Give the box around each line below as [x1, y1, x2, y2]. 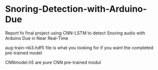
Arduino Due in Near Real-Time [5, 35, 69, 41]
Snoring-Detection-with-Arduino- [5, 3, 147, 15]
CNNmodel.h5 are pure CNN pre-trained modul [5, 59, 101, 65]
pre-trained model [5, 50, 42, 56]
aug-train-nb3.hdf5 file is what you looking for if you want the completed [5, 45, 154, 50]
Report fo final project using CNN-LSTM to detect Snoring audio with [5, 30, 146, 36]
